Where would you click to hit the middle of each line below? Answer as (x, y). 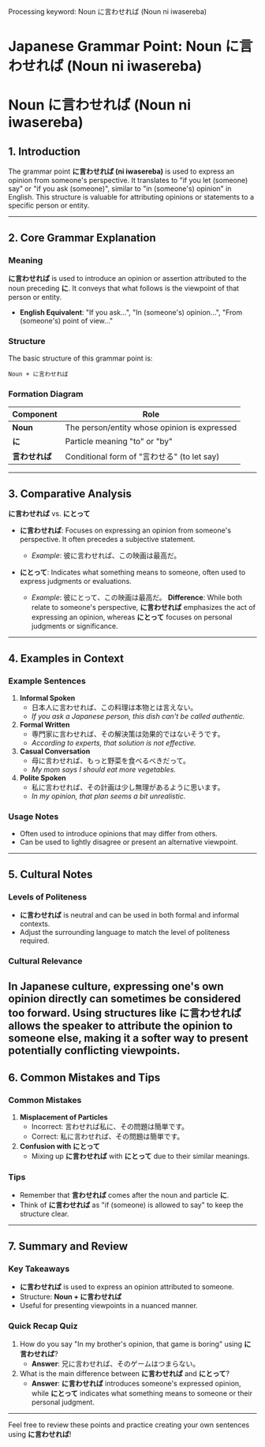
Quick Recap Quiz (43, 1325)
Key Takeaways (39, 1269)
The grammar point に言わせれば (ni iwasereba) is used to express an (121, 171)
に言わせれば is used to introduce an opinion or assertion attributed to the (127, 278)
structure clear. (44, 1214)
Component (35, 414)
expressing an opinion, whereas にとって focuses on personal (132, 617)
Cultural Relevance (45, 961)
